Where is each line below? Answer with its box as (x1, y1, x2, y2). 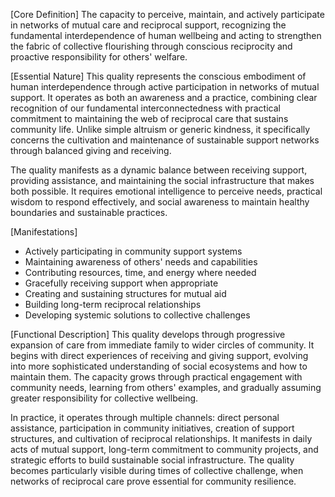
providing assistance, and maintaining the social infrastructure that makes (10, 175, 315, 186)
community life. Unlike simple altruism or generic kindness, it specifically (10, 124, 311, 135)
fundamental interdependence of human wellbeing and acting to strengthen (10, 30, 322, 41)
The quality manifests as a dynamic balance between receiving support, (10, 164, 308, 176)
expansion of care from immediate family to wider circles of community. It (10, 339, 315, 351)
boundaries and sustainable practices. (10, 207, 168, 218)
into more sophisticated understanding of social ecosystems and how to (10, 360, 308, 372)
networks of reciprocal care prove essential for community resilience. (10, 475, 297, 487)
